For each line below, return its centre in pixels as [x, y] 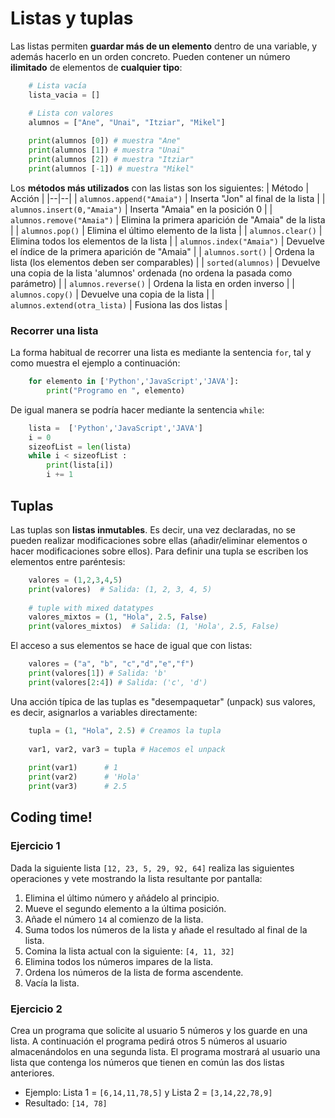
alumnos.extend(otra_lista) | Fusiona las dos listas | [119, 304]
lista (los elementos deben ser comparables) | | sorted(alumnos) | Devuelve [165, 262]
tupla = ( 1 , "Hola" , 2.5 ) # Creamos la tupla [125, 730]
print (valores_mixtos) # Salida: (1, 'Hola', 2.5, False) [154, 627]
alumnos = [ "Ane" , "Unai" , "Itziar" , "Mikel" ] [127, 122]
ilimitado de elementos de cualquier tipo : [96, 67]
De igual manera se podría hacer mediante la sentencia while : [137, 409]
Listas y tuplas [72, 18]
